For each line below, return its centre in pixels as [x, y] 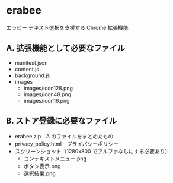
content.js [27, 69]
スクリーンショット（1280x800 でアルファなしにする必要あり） [92, 151]
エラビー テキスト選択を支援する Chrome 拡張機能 [67, 27]
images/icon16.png [47, 100]
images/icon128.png [48, 88]
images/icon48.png [47, 94]
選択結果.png [40, 173]
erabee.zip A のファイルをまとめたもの [64, 136]
